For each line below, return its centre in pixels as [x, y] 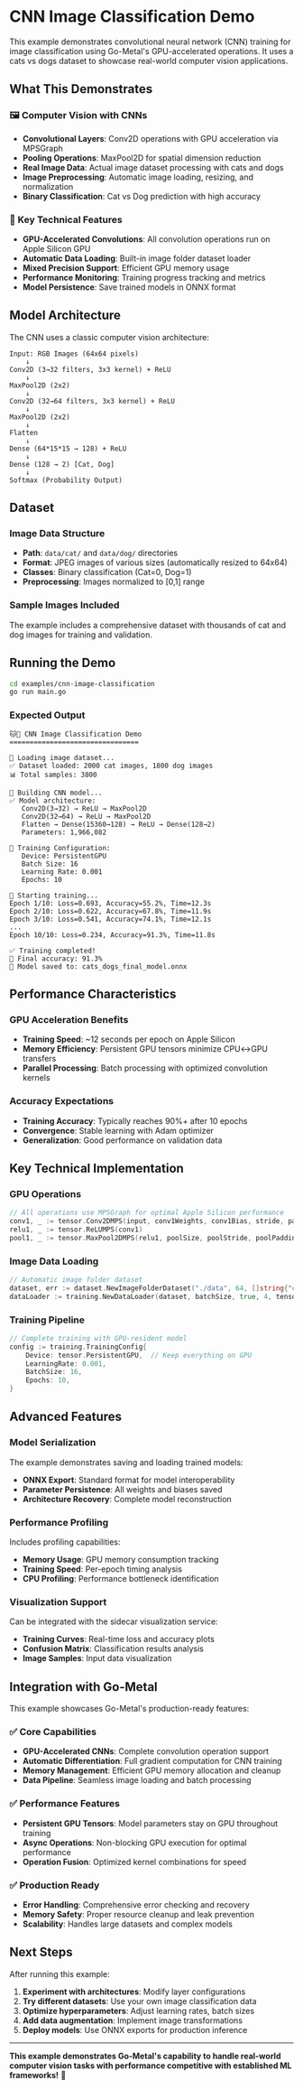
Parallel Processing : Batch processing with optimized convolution [145, 1068]
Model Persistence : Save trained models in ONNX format [129, 287]
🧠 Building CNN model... [56, 793]
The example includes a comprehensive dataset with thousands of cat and [148, 625]
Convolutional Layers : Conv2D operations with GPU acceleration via [150, 138]
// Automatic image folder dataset [76, 1280]
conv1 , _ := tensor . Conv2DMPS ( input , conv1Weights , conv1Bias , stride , [147, 1221]
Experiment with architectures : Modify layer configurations [134, 1992]
